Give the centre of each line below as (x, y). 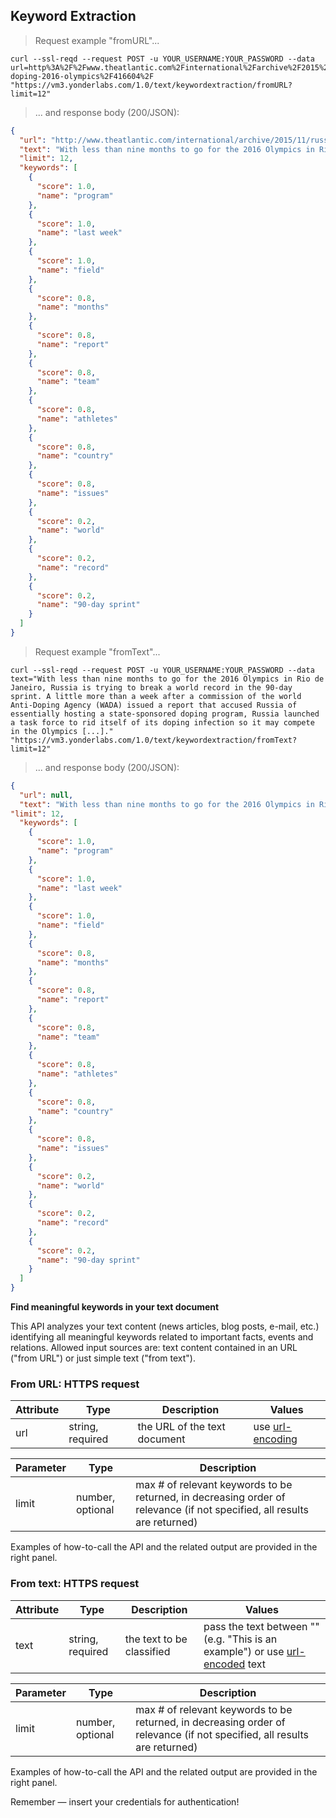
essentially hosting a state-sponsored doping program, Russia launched (165, 714)
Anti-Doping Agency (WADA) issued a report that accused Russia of (154, 705)
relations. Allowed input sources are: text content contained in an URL (154, 1348)
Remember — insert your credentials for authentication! (125, 1801)
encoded (224, 1664)
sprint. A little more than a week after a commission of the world (156, 696)
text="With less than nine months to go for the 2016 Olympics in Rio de (167, 679)
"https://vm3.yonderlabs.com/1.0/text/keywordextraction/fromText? (154, 740)
